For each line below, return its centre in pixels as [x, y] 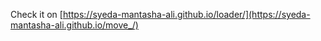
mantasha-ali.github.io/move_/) [74, 25]
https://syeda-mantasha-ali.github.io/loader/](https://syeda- [186, 14]
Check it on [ [36, 14]
